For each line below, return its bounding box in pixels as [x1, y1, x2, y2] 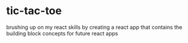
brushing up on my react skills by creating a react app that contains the [6, 24, 183, 31]
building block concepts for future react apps [6, 29, 118, 37]
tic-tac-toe [6, 4, 62, 18]
